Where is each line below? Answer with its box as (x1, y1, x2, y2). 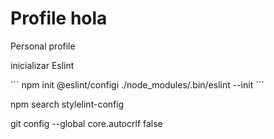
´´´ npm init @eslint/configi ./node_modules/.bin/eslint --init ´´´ (10, 78, 265, 91)
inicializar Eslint (10, 59, 75, 71)
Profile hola (10, 7, 108, 30)
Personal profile (10, 40, 76, 52)
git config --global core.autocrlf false (10, 117, 163, 129)
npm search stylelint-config (10, 98, 125, 110)
